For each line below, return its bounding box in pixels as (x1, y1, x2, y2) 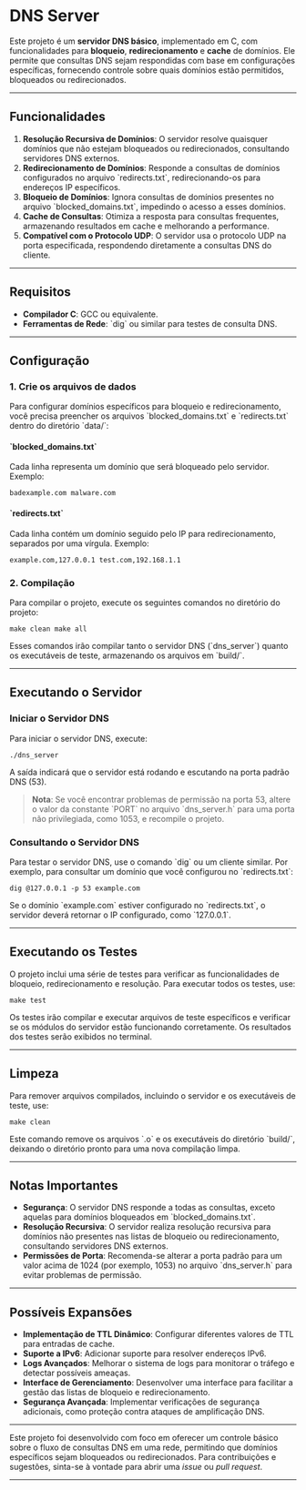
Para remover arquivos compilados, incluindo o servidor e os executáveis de (9, 1090, 296, 1101)
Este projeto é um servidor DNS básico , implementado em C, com (9, 35, 258, 46)
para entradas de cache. (22, 1339, 116, 1350)
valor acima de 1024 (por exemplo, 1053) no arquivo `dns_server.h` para (22, 1260, 293, 1271)
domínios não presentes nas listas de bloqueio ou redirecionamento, (22, 1231, 280, 1242)
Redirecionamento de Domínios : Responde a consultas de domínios (22, 162, 280, 173)
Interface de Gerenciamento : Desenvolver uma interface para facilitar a (22, 1377, 293, 1388)
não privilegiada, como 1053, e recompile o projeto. (31, 813, 225, 824)
